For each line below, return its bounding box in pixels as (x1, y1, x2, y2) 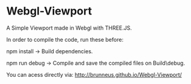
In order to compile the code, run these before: (6, 36, 123, 43)
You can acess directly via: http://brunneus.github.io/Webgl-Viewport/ (6, 71, 182, 78)
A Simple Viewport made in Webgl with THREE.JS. (6, 24, 132, 31)
